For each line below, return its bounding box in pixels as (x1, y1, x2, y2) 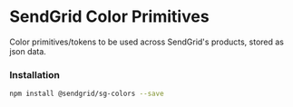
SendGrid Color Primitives (9, 6, 210, 27)
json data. (9, 45, 47, 56)
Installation (9, 68, 61, 81)
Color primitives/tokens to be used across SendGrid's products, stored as (9, 36, 284, 47)
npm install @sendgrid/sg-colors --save (9, 89, 165, 99)
